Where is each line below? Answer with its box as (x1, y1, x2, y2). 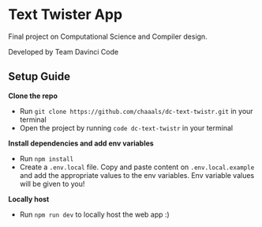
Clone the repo (8, 91, 58, 100)
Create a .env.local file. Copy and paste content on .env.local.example (19, 162, 255, 172)
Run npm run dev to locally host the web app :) (19, 210, 170, 219)
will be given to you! (19, 179, 85, 188)
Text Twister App (8, 6, 123, 24)
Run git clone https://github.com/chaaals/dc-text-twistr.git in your (19, 106, 254, 115)
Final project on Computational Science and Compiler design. (8, 32, 208, 41)
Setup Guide (8, 70, 71, 84)
